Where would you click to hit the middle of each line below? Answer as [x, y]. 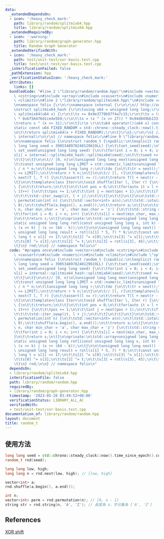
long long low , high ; [27, 469]
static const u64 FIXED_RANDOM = [48, 128]
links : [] [24, 87]
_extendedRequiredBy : [31, 32]
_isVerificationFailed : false [40, 69]
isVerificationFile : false [37, 377]
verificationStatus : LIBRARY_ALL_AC [47, 400]
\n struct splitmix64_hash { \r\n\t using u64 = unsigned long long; [83, 110]
